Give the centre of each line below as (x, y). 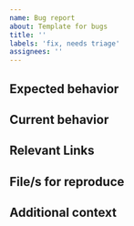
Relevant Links (52, 151)
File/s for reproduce (67, 182)
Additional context (63, 213)
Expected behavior (64, 89)
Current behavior (59, 119)
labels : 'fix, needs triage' (65, 43)
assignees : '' (36, 52)
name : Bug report (42, 18)
